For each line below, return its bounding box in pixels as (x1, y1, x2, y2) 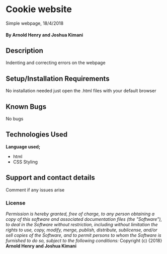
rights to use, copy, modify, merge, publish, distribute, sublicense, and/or (6, 227, 157, 233)
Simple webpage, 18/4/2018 (6, 20, 64, 26)
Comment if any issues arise (6, 186, 65, 193)
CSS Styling (13, 159, 38, 165)
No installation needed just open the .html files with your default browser (6, 88, 156, 94)
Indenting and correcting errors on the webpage (6, 59, 106, 66)
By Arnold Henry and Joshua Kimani (6, 32, 83, 38)
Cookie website (6, 4, 72, 15)
